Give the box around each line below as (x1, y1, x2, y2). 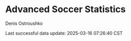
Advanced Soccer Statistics (5, 4, 126, 15)
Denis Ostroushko (5, 20, 43, 26)
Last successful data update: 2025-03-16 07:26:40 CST (5, 30, 123, 36)
